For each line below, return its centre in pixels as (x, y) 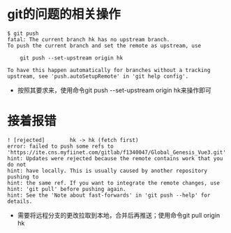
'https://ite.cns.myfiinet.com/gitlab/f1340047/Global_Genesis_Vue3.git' (117, 152)
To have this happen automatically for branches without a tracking (109, 70)
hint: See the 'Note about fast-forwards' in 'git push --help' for (109, 195)
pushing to (23, 177)
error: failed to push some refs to (60, 146)
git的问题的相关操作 (64, 14)
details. (20, 201)
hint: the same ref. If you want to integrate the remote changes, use (113, 183)
